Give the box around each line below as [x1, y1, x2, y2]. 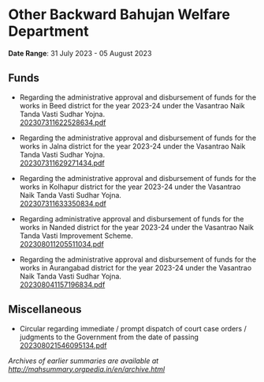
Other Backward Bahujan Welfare [8, 6, 231, 24]
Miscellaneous [8, 303, 82, 316]
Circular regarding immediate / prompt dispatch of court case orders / [19, 323, 247, 333]
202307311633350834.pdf [19, 199, 106, 208]
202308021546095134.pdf [19, 340, 108, 350]
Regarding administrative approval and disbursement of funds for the [19, 214, 244, 223]
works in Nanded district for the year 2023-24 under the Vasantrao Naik [19, 222, 255, 232]
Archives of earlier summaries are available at [8, 356, 159, 365]
